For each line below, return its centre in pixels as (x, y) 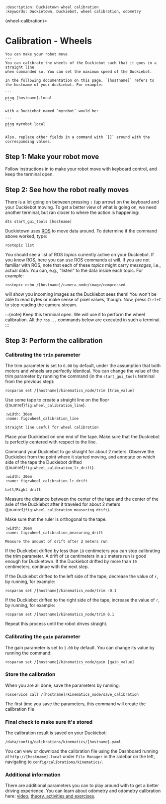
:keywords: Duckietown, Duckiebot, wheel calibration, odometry (73, 11)
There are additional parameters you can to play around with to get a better (82, 786)
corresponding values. (29, 141)
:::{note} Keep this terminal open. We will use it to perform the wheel (75, 314)
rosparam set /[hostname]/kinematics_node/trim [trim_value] (70, 391)
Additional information (33, 775)
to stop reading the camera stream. (41, 305)
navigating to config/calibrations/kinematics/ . (54, 762)
